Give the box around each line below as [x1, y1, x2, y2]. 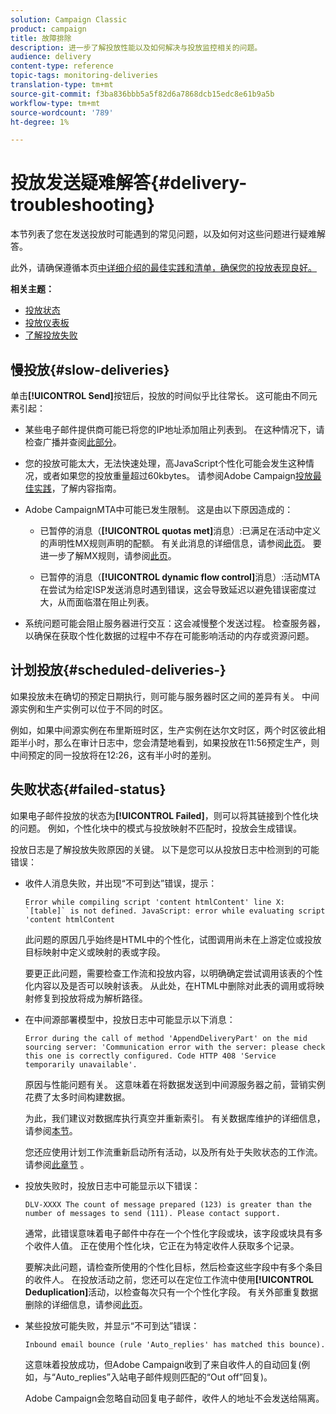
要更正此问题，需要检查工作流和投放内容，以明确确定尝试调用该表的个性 [24, 967, 323, 979]
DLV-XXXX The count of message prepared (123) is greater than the [24, 1199, 312, 1210]
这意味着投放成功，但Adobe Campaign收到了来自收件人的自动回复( [24, 1358, 302, 1370]
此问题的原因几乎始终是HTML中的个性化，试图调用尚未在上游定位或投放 [24, 933, 322, 945]
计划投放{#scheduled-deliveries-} [10, 662, 227, 679]
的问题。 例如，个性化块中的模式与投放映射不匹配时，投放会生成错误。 [10, 822, 302, 834]
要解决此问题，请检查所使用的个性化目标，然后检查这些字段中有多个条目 [24, 1261, 323, 1273]
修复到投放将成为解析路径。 [33, 992, 148, 1004]
